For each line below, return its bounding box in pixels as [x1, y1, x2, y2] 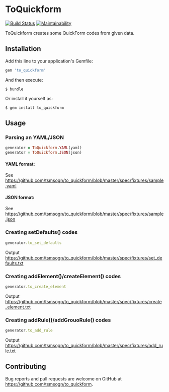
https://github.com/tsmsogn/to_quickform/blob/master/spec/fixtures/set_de [5, 254, 162, 260]
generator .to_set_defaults [5, 240, 62, 245]
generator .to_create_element [5, 284, 66, 289]
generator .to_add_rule [5, 328, 53, 333]
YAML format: [5, 161, 35, 167]
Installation [5, 44, 41, 53]
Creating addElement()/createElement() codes [5, 273, 121, 280]
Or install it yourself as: [5, 95, 53, 101]
